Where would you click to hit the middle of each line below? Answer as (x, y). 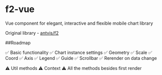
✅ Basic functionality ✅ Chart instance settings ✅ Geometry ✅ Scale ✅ (79, 52)
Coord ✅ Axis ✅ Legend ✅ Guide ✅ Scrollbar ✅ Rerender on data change (81, 58)
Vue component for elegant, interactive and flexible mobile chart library (79, 23)
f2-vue (20, 9)
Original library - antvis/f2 (32, 33)
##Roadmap (18, 43)
